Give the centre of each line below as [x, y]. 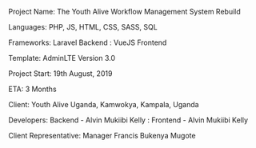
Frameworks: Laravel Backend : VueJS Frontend [88, 42]
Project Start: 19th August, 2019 [60, 74]
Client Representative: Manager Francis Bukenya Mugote [102, 136]
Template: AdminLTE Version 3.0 [62, 58]
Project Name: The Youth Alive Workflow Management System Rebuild [125, 12]
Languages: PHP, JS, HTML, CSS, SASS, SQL [83, 27]
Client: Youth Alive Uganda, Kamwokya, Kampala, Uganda [104, 104]
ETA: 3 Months [33, 89]
